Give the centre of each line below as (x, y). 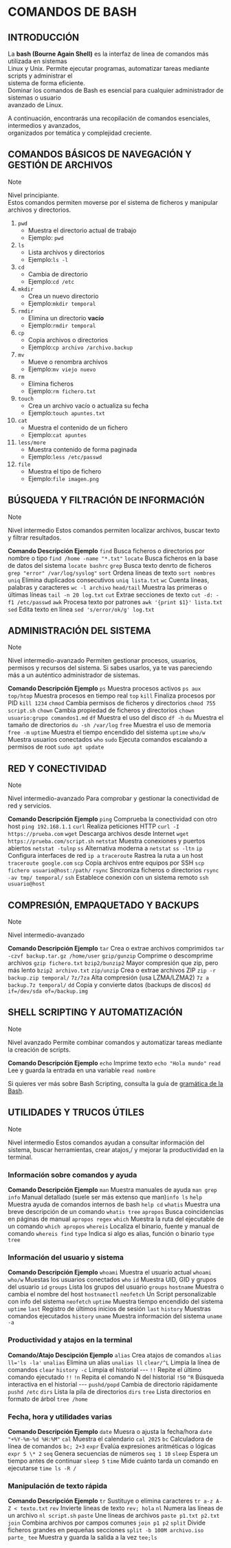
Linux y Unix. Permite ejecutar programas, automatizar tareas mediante (109, 68)
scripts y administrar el (40, 76)
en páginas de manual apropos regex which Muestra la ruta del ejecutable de (116, 1219)
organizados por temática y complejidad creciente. (80, 133)
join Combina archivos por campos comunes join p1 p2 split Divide (107, 1523)
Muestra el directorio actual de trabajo (82, 230)
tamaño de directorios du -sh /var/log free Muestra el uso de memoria (110, 725)
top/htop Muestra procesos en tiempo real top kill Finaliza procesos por (112, 696)
